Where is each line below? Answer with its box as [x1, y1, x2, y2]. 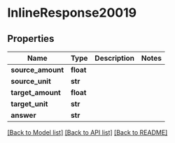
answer [10, 110, 36, 120]
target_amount [10, 88, 61, 97]
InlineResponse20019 [7, 5, 137, 21]
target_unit [10, 99, 48, 109]
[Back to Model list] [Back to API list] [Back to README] [7, 128, 168, 137]
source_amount [10, 65, 64, 75]
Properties [7, 33, 55, 45]
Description [94, 54, 135, 63]
